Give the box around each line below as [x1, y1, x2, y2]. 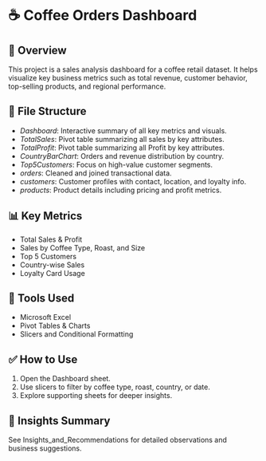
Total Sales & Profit [19, 234, 83, 244]
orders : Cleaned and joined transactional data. [19, 168, 173, 178]
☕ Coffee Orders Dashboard [8, 6, 198, 25]
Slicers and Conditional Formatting [19, 329, 134, 339]
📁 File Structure [8, 104, 87, 118]
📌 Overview [8, 43, 67, 57]
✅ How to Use [8, 353, 78, 366]
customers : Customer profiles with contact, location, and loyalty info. [19, 176, 247, 186]
